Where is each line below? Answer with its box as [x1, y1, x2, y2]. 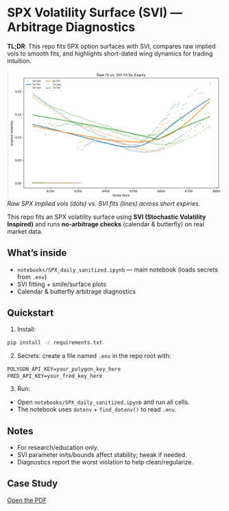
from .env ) [16, 272, 47, 281]
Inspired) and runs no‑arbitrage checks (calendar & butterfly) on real [7, 219, 204, 228]
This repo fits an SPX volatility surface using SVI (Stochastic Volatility [7, 213, 206, 221]
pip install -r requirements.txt [7, 340, 103, 346]
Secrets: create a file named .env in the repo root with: [16, 352, 171, 360]
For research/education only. [16, 444, 99, 452]
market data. [7, 227, 43, 235]
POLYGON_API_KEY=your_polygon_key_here [7, 366, 121, 373]
